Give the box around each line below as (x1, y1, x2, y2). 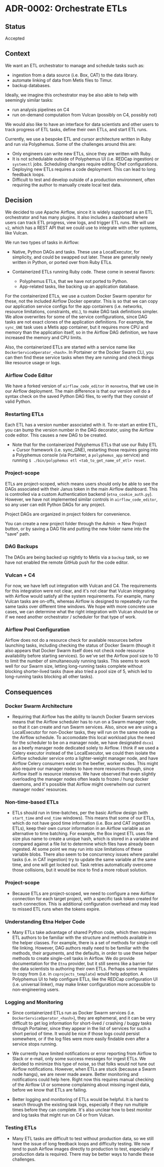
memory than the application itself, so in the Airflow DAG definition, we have (5, 329, 158, 335)
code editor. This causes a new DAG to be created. (5, 432, 107, 438)
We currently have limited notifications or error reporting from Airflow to (12, 1050, 157, 1056)
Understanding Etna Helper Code (5, 918, 85, 925)
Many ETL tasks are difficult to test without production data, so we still (12, 1135, 154, 1141)
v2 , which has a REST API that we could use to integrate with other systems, (5, 225, 158, 231)
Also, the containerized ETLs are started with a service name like (5, 344, 136, 350)
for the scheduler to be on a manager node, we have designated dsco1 (12, 740, 154, 746)
